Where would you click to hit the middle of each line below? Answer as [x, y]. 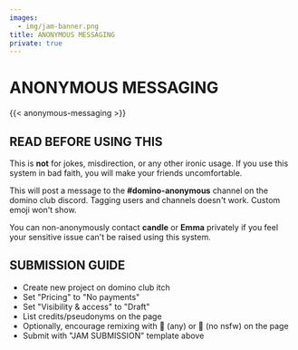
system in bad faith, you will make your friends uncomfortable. [126, 173]
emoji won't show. [43, 210]
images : [24, 18]
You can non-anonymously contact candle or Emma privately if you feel [144, 227]
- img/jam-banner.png [58, 26]
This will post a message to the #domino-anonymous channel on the [139, 190]
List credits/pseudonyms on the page [92, 316]
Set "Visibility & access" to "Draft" [86, 306]
